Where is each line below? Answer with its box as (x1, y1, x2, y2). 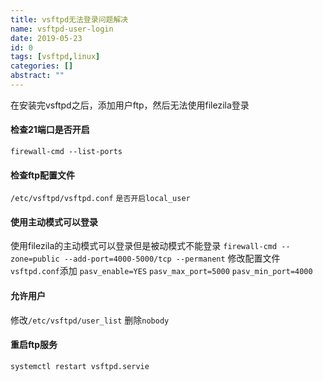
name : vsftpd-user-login (10, 24, 114, 34)
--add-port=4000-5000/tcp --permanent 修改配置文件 (63, 252, 281, 265)
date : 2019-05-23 (10, 33, 83, 43)
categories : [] (10, 61, 74, 71)
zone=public (10, 254, 60, 265)
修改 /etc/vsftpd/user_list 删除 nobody (10, 314, 170, 326)
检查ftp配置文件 (10, 169, 75, 181)
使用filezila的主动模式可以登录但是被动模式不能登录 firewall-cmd (10, 240, 278, 252)
